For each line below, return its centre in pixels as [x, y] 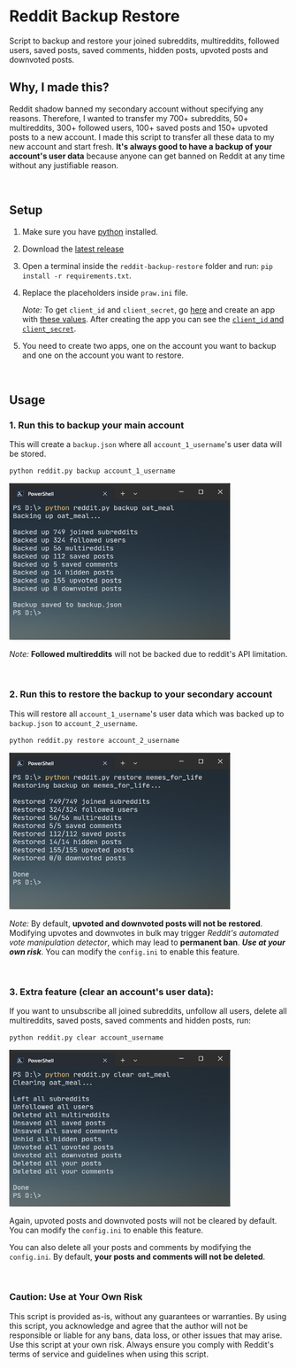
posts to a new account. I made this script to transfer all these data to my [142, 137]
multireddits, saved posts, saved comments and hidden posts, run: [130, 1021]
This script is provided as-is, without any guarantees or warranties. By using [148, 1316]
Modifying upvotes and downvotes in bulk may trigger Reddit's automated [144, 932]
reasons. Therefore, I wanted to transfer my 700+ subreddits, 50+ [129, 118]
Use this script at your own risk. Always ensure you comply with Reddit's [141, 1344]
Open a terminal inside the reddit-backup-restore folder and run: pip [148, 266]
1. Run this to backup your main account [97, 425]
